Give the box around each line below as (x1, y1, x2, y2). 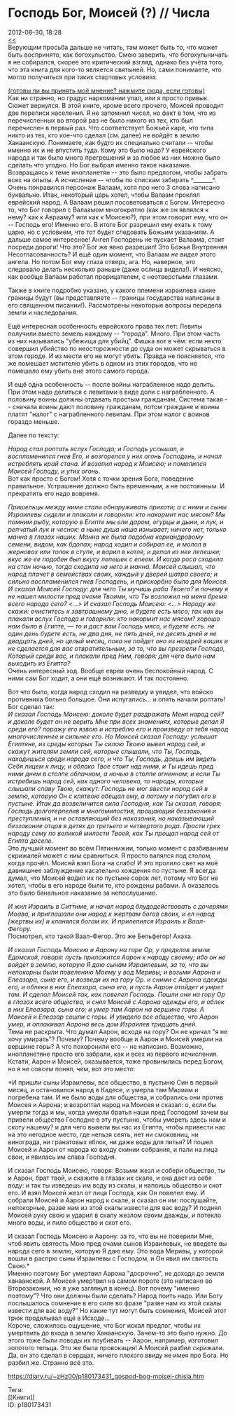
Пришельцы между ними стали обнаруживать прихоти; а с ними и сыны (8, 502, 227, 511)
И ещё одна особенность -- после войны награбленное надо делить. (8, 380, 215, 388)
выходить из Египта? (8, 659, 71, 667)
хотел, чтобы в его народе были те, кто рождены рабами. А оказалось (8, 881, 220, 889)
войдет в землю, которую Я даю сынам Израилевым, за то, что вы (8, 960, 209, 968)
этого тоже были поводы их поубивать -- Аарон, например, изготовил (8, 1336, 219, 1345)
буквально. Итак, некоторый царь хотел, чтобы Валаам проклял (8, 191, 200, 199)
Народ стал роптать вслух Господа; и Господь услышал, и (8, 444, 185, 453)
